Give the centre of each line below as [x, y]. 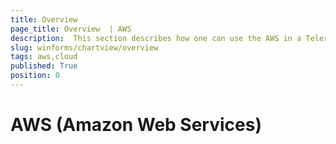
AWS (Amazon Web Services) [136, 125]
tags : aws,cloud [44, 57]
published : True [44, 66]
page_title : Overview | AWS [71, 29]
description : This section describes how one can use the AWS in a [156, 38]
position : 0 [35, 76]
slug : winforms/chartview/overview [84, 47]
